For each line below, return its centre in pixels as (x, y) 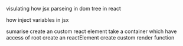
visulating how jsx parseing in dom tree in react (63, 9)
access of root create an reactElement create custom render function (90, 37)
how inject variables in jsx (37, 20)
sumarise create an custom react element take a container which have (91, 31)
